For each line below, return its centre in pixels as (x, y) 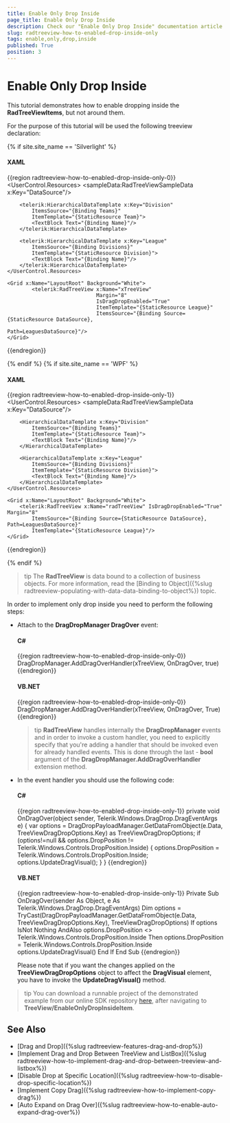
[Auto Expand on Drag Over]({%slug (68, 1104)
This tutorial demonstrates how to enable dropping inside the (93, 105)
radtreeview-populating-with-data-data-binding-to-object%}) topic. (120, 591)
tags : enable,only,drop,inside (52, 39)
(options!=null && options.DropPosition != (76, 840)
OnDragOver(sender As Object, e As (68, 901)
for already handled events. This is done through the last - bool (124, 751)
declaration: (24, 133)
